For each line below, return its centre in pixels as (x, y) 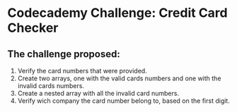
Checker (33, 28)
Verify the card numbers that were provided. (82, 71)
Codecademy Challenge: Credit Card (117, 13)
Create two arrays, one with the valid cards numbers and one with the (119, 78)
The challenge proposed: (64, 54)
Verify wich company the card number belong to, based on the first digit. (123, 101)
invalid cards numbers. (51, 86)
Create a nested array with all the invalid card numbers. (98, 93)
